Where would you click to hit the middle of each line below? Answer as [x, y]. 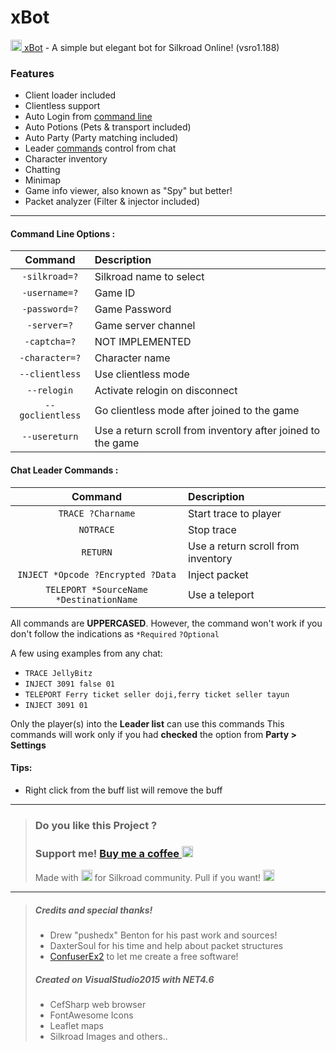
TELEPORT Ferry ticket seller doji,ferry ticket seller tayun [157, 694]
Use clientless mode [142, 374]
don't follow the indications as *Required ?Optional [115, 633]
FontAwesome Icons [91, 1015]
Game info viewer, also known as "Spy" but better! [128, 191]
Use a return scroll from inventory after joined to [207, 431]
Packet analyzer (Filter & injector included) [112, 202]
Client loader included [70, 95]
